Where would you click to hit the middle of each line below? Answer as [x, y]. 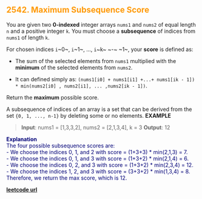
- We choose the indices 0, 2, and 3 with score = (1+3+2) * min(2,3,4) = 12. [100, 165]
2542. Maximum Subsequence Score [78, 10]
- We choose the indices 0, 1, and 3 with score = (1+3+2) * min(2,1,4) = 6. [98, 158]
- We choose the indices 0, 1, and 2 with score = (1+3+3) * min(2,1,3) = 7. [97, 152]
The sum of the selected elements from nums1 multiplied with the [96, 61]
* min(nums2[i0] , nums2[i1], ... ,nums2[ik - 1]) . [81, 86]
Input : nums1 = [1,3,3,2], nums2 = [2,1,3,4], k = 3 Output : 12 [96, 127]
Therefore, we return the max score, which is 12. [67, 178]
